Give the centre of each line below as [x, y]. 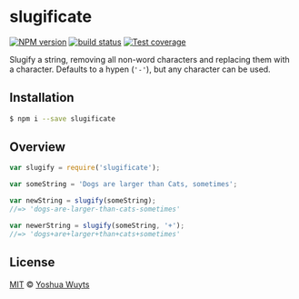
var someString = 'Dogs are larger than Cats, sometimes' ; [124, 184]
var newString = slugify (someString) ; [83, 201]
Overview [38, 147]
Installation [42, 98]
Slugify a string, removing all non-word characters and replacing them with [150, 59]
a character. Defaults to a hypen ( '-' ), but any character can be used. [140, 69]
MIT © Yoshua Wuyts [50, 284]
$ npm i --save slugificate [63, 119]
